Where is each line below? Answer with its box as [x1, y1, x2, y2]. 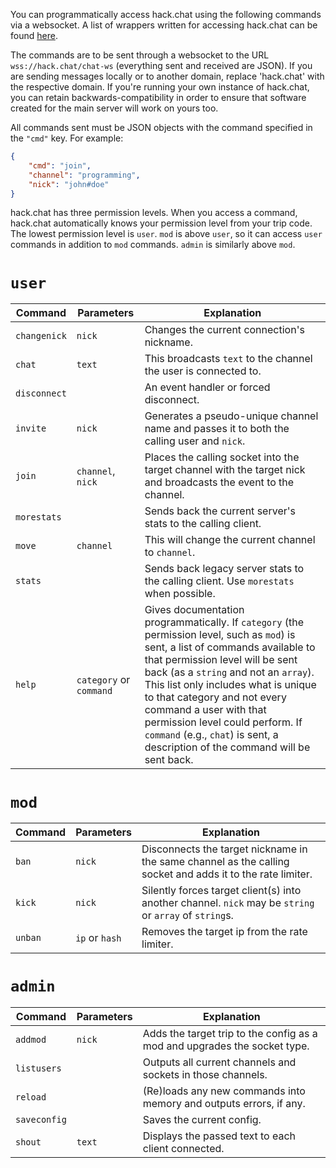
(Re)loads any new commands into [142, 1084, 306, 1098]
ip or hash [75, 931, 122, 945]
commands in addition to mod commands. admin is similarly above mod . [10, 239, 296, 251]
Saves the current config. [142, 1113, 262, 1127]
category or [76, 673, 131, 687]
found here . [10, 30, 58, 41]
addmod [15, 1034, 47, 1046]
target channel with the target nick [144, 463, 306, 477]
